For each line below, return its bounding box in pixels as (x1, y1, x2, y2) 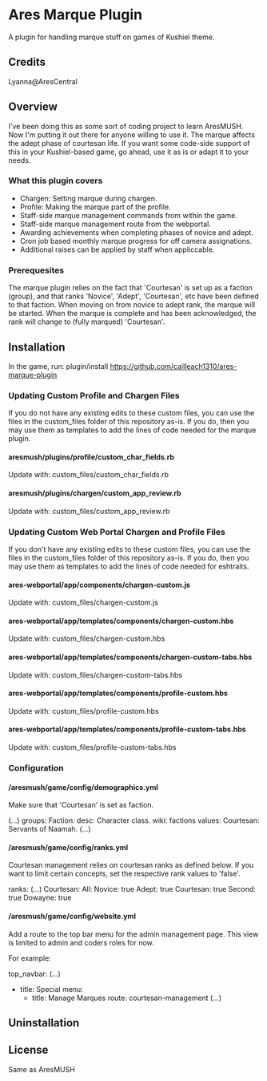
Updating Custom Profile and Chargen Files (8, 390, 180, 401)
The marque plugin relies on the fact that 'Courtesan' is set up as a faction (8, 283, 253, 293)
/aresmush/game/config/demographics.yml (8, 782, 158, 792)
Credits (8, 55, 46, 69)
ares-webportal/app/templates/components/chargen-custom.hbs (8, 616, 234, 626)
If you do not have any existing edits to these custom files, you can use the (8, 408, 255, 418)
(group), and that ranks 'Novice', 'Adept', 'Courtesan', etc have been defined (8, 291, 260, 302)
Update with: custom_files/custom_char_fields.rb (8, 470, 169, 480)
